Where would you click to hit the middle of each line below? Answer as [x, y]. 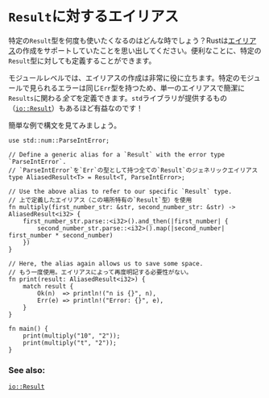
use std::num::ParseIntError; [59, 140]
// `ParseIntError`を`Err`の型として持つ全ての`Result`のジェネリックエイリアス [133, 170]
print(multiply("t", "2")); [70, 343]
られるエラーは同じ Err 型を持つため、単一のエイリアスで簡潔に [141, 88]
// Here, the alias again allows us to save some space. [106, 263]
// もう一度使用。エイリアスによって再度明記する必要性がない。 [100, 272]
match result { [48, 286]
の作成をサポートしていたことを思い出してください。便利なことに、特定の [139, 50]
